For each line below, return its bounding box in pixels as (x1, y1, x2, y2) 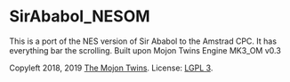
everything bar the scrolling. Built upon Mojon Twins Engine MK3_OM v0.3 (9, 45, 282, 55)
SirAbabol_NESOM (9, 6, 150, 27)
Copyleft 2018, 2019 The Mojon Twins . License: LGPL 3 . (9, 62, 213, 73)
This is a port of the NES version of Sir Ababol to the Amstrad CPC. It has (9, 36, 278, 46)
